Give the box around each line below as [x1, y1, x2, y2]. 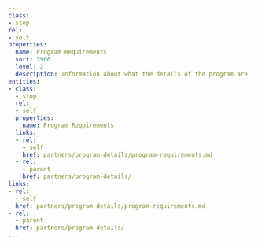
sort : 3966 [15, 56, 51, 64]
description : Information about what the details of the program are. [15, 70, 252, 78]
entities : [8, 77, 41, 85]
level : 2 [15, 63, 44, 71]
